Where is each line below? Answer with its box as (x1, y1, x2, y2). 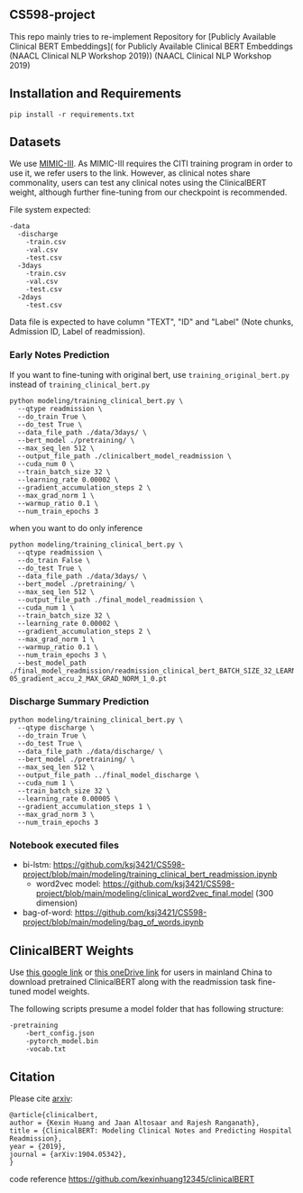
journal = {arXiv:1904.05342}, (9, 1150, 127, 1159)
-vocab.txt (25, 1045, 67, 1054)
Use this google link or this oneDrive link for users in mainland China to (9, 967, 272, 977)
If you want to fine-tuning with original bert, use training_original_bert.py (9, 369, 290, 380)
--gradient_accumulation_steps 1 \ (17, 803, 151, 812)
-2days (17, 293, 42, 302)
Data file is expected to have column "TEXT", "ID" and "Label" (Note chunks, (9, 317, 294, 327)
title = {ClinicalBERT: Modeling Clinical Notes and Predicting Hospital (9, 1126, 293, 1135)
